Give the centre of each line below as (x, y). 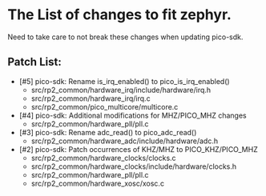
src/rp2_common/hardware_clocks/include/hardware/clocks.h (134, 166)
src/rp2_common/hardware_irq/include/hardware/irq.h (121, 90)
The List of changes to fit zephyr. (119, 15)
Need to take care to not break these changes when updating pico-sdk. (125, 37)
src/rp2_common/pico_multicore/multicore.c (105, 106)
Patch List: (34, 62)
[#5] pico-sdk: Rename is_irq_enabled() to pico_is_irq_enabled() (124, 81)
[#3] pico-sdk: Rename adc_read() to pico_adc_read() (108, 132)
